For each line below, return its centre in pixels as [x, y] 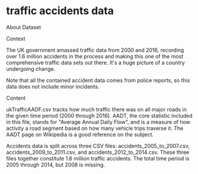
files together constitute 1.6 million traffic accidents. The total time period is [98, 158]
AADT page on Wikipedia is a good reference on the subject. [80, 134]
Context [16, 38]
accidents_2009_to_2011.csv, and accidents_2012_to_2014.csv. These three [98, 152]
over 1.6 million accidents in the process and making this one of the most [95, 56]
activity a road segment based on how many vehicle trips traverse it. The [95, 128]
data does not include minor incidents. [53, 86]
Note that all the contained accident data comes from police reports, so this [98, 80]
